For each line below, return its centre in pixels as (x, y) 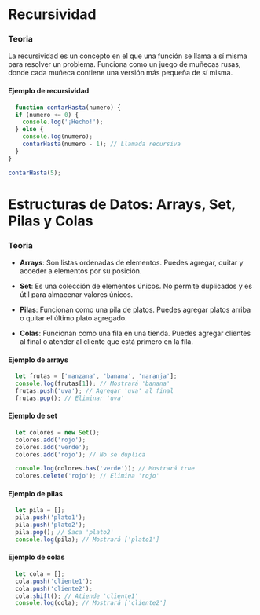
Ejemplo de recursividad (49, 91)
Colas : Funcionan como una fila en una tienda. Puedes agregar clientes (135, 333)
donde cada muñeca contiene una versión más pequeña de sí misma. (121, 73)
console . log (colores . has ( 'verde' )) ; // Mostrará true (105, 469)
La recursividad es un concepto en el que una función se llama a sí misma (128, 56)
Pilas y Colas (51, 221)
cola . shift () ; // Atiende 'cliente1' (77, 596)
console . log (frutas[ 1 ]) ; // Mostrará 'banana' (93, 384)
